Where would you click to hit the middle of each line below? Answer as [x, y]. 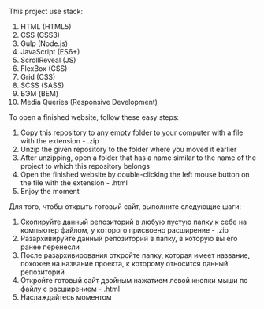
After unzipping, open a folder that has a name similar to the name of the [138, 158]
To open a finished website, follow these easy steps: [94, 117]
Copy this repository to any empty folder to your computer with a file [132, 132]
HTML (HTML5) [46, 26]
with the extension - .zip [59, 141]
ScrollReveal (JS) [48, 60]
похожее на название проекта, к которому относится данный [124, 264]
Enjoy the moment [50, 191]
